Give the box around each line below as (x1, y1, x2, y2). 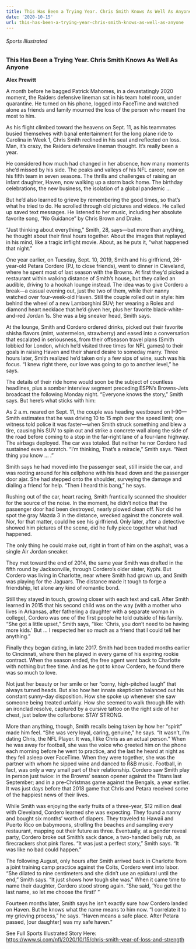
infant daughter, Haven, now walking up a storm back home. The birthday (6, 178, 183, 185)
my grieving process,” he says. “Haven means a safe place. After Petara (6, 912, 179, 919)
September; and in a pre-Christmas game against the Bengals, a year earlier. (6, 779, 190, 786)
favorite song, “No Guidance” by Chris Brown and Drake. (6, 215, 142, 222)
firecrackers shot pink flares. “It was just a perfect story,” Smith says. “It (6, 840, 179, 847)
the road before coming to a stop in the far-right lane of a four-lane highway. (6, 433, 190, 440)
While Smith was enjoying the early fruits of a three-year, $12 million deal (6, 802, 182, 809)
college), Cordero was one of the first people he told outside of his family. (6, 614, 184, 621)
